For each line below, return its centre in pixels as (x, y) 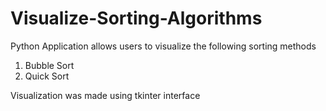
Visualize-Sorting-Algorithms (136, 18)
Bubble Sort (49, 65)
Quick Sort (47, 76)
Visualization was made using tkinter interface (105, 95)
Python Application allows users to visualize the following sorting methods (163, 46)
